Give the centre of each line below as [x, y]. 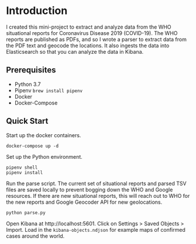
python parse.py [26, 212]
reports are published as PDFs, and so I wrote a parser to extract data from [97, 39]
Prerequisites [31, 70]
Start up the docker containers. [44, 135]
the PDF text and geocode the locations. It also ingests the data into [88, 46]
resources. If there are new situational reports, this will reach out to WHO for [98, 196]
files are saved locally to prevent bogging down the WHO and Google [90, 189]
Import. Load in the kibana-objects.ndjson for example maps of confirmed [96, 229]
